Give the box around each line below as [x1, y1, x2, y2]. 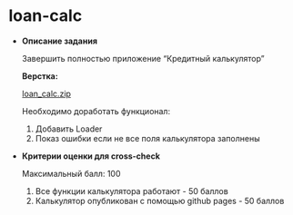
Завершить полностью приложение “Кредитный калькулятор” [21, 53, 265, 64]
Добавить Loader [35, 123, 103, 134]
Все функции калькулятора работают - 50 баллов [35, 185, 228, 196]
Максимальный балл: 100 [21, 168, 121, 179]
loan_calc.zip [21, 88, 72, 99]
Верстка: [21, 70, 58, 82]
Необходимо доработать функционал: [21, 105, 170, 116]
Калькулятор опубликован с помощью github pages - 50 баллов [35, 195, 285, 206]
